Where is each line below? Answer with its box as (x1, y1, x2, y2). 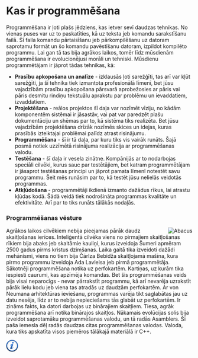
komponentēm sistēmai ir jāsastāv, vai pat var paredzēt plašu (14, 111, 164, 118)
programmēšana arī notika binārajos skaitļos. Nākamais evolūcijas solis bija (6, 309, 189, 317)
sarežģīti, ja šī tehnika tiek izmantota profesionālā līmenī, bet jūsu (14, 79, 174, 87)
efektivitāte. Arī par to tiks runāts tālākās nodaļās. (14, 199, 136, 206)
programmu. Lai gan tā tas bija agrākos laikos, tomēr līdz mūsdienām (6, 49, 174, 56)
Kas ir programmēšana (6, 4, 121, 18)
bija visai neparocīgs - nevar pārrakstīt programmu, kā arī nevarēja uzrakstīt (6, 277, 191, 285)
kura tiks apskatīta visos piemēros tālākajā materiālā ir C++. (6, 328, 152, 335)
